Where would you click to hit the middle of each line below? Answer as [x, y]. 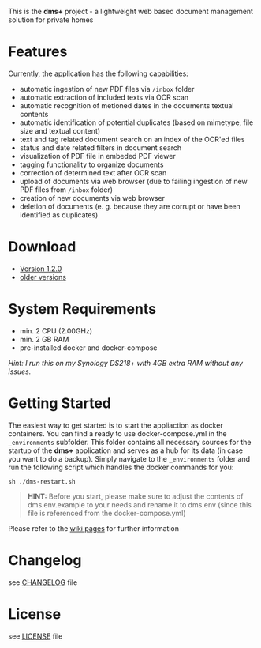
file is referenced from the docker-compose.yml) [107, 513]
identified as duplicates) [59, 215]
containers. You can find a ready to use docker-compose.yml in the [117, 433]
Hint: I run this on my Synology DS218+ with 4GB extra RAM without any [125, 363]
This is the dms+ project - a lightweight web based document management [131, 11]
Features [38, 52]
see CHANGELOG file [43, 582]
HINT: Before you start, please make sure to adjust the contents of [135, 496]
